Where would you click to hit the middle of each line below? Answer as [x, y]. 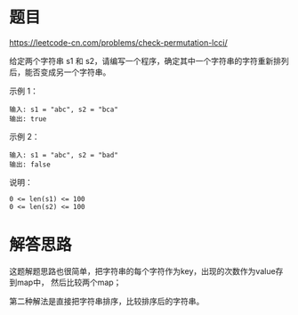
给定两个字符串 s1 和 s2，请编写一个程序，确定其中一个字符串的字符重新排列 [149, 61]
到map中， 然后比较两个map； [65, 282]
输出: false [30, 165]
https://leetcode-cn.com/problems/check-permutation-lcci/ [119, 42]
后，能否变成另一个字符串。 [60, 72]
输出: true [28, 119]
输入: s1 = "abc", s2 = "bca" [64, 109]
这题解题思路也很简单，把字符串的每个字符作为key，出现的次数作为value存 [146, 271]
